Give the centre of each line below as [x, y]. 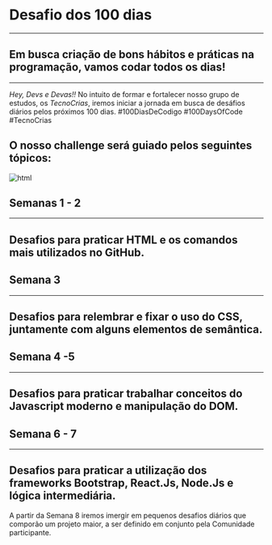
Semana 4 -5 [42, 357]
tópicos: [30, 158]
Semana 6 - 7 [43, 434]
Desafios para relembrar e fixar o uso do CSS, [126, 317]
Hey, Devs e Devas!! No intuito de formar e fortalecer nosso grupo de [124, 94]
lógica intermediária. [63, 496]
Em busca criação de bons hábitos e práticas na [132, 55]
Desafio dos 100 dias [81, 15]
